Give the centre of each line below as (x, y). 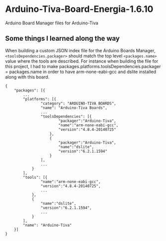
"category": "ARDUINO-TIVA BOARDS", (78, 103)
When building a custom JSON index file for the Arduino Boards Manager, (80, 50)
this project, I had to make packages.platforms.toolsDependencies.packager (83, 66)
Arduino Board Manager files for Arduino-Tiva (52, 23)
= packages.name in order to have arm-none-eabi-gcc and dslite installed (81, 72)
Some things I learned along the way (62, 39)
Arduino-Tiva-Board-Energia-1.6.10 (79, 9)
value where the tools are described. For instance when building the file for (82, 61)
